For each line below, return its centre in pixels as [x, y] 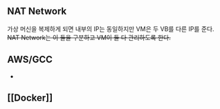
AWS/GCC [30, 60]
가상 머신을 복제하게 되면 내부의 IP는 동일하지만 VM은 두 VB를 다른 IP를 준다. [111, 29]
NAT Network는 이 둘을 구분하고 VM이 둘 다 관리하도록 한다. [89, 37]
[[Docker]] [30, 98]
